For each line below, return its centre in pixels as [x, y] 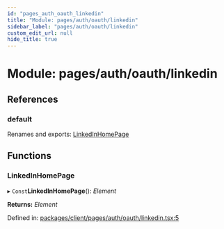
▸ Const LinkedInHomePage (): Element [62, 191]
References [33, 99]
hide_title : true [32, 40]
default [20, 119]
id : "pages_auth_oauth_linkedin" [56, 14]
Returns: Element [32, 204]
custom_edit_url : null [40, 33]
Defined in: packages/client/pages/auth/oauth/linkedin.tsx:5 [93, 218]
